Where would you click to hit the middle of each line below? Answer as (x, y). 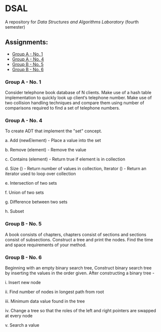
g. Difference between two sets (36, 202)
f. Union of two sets (25, 192)
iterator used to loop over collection (41, 174)
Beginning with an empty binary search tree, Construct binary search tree (78, 268)
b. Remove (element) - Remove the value (46, 150)
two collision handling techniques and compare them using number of (75, 103)
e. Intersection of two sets (31, 183)
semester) (15, 27)
